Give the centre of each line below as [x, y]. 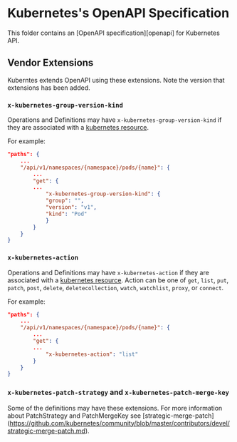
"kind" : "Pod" [66, 214]
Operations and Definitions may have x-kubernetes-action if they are [109, 272]
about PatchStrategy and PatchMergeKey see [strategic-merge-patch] [111, 416]
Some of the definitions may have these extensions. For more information [115, 408]
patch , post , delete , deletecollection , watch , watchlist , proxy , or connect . [116, 287]
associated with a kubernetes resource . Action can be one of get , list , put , [118, 280]
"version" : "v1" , [71, 207]
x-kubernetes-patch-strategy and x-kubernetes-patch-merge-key [118, 392]
